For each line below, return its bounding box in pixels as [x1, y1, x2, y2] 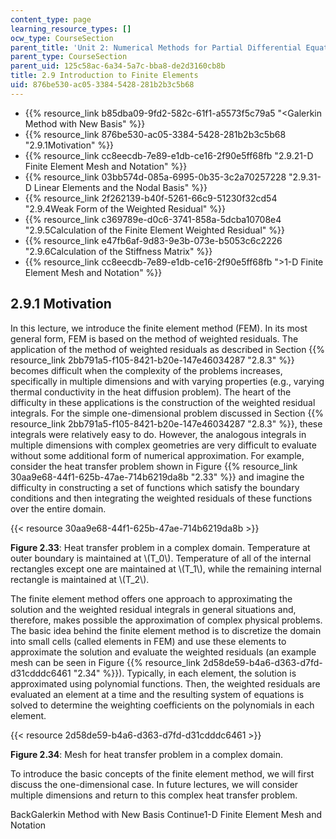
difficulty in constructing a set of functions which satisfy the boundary [10, 481, 300, 493]
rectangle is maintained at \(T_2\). [10, 573, 150, 585]
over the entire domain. [10, 502, 107, 515]
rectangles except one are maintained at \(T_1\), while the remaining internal [10, 562, 322, 575]
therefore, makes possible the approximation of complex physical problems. [10, 614, 323, 626]
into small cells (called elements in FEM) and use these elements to [10, 635, 287, 647]
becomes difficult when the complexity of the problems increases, [10, 364, 283, 376]
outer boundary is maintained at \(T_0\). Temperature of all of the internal [10, 552, 312, 564]
